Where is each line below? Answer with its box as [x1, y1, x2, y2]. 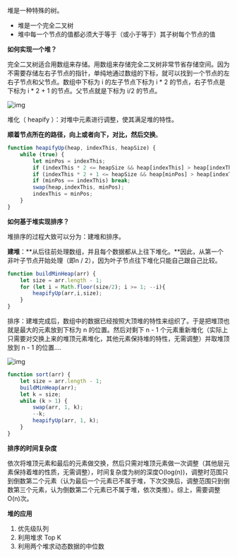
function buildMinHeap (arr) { [7, 270, 97, 277]
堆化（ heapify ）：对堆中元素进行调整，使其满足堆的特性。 [7, 115, 178, 124]
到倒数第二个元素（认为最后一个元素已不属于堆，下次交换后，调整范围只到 [7, 476, 224, 485]
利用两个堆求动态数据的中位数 [17, 541, 104, 550]
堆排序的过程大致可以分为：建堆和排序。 [7, 232, 125, 240]
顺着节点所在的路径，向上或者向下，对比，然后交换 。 [7, 130, 162, 139]
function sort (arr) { [7, 371, 71, 378]
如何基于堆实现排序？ [7, 217, 69, 225]
